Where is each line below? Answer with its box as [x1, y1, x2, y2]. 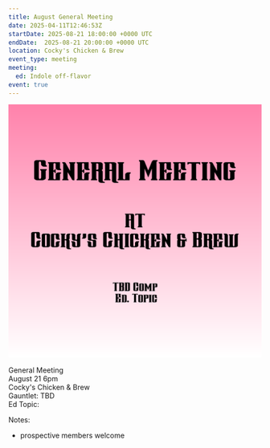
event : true [8, 80, 48, 88]
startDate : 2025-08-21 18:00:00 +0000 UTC [8, 30, 153, 38]
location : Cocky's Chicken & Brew [8, 47, 125, 55]
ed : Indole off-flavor [15, 72, 92, 80]
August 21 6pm [8, 373, 59, 383]
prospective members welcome [19, 430, 125, 440]
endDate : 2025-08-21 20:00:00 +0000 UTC [8, 39, 149, 47]
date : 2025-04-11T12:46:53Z [8, 21, 103, 30]
